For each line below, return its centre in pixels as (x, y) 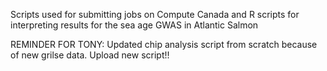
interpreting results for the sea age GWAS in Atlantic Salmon (134, 25)
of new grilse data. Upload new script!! (90, 55)
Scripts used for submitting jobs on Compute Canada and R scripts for (155, 14)
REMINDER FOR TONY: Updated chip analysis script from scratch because (164, 44)
